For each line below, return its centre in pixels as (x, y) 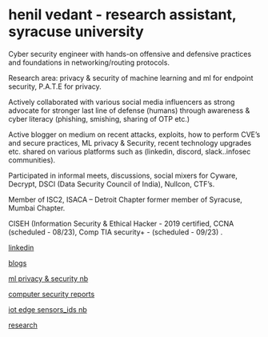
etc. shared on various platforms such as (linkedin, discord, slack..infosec (130, 151)
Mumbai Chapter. (37, 208)
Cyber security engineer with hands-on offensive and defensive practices (130, 54)
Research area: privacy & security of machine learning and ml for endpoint (131, 78)
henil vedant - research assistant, (122, 15)
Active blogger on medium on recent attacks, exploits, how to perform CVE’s (134, 134)
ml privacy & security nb (48, 279)
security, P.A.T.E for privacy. (55, 86)
